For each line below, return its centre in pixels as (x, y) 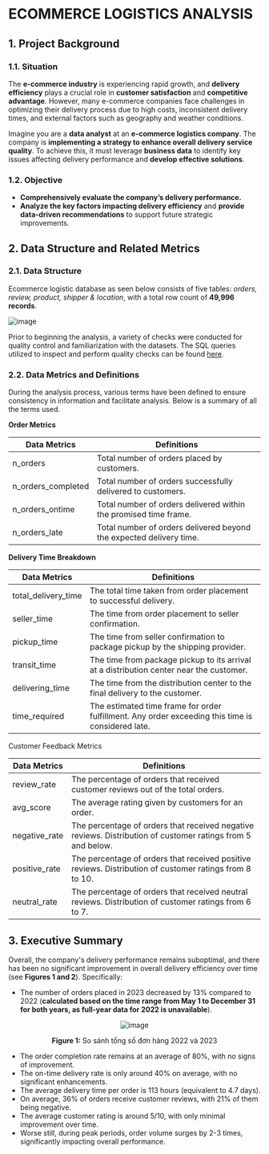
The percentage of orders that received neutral (159, 892)
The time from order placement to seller (164, 614)
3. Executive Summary (66, 940)
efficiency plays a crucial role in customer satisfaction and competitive (128, 92)
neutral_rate (35, 902)
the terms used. (34, 410)
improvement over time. (59, 1124)
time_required (38, 716)
